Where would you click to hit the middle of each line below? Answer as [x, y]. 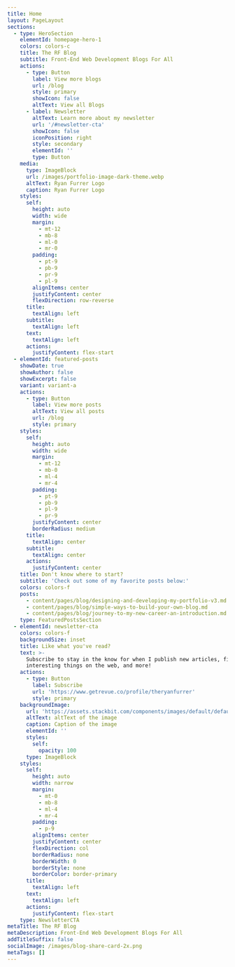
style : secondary [57, 144]
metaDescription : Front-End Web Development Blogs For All [95, 933]
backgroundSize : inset [53, 640]
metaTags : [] [26, 952]
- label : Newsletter [56, 111]
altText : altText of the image [71, 718]
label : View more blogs [67, 79]
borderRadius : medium [64, 529]
